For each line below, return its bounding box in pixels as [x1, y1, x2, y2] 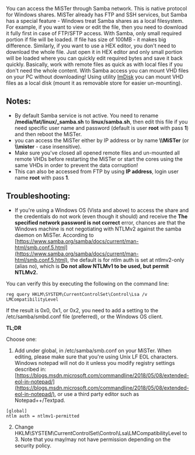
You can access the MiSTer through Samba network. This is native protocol [6, 5, 187, 12]
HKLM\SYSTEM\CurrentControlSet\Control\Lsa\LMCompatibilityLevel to [14, 429, 187, 436]
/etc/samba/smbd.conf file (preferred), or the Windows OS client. [6, 313, 163, 320]
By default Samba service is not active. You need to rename [14, 112, 159, 119]
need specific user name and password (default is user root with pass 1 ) [14, 124, 189, 131]
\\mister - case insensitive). [14, 143, 82, 150]
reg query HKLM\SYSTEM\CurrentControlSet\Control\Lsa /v [6, 291, 148, 297]
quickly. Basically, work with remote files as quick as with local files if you [6, 61, 183, 68]
